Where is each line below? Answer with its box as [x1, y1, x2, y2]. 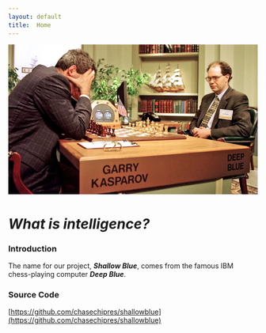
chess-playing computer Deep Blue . [8, 269, 127, 278]
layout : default [8, 13, 62, 21]
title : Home [8, 21, 51, 29]
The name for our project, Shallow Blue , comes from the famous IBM [8, 261, 234, 271]
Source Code [8, 289, 59, 300]
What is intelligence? [8, 214, 150, 233]
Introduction [8, 243, 57, 254]
